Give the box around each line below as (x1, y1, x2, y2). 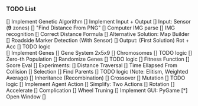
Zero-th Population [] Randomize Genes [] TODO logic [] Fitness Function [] (6, 55, 190, 63)
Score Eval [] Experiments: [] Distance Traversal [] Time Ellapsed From (6, 62, 178, 69)
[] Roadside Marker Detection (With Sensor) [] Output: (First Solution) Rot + (6, 37, 189, 44)
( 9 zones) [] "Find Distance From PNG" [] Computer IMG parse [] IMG (6, 24, 176, 31)
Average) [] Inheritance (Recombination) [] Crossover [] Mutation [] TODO (6, 74, 186, 81)
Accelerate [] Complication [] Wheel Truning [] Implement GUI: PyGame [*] (6, 87, 188, 94)
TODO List (6, 5, 37, 13)
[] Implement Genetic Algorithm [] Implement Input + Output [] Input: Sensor (6, 18, 191, 25)
